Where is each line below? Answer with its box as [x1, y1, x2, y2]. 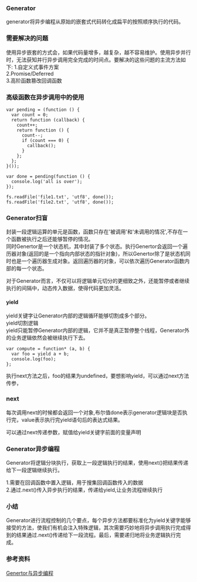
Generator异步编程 [6, 445, 60, 453]
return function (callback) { [11, 117, 85, 123]
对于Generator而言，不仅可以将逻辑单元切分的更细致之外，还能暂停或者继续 [6, 278, 190, 285]
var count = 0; [11, 111, 49, 118]
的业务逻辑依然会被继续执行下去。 [6, 334, 89, 341]
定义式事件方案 [22, 63, 59, 70]
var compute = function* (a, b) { [6, 346, 91, 352]
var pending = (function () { [6, 107, 80, 113]
